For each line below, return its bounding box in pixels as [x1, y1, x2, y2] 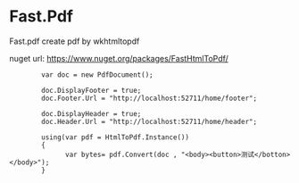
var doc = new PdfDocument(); [41, 70, 154, 79]
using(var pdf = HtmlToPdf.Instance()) [41, 132, 190, 142]
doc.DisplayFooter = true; [41, 86, 142, 95]
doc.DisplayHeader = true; [41, 109, 142, 118]
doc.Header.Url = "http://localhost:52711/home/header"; [41, 117, 257, 126]
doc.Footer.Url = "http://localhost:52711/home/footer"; [41, 94, 257, 103]
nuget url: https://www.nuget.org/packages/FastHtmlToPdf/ [9, 53, 229, 63]
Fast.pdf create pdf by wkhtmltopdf [9, 36, 140, 46]
